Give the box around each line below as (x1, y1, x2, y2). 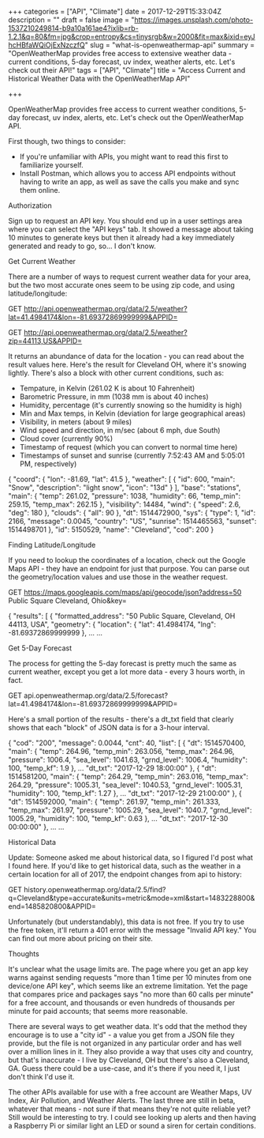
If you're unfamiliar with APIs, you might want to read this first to (19, 152, 229, 161)
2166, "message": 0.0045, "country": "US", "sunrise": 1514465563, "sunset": (8, 517, 257, 526)
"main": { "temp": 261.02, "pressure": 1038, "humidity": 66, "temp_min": (8, 492, 241, 500)
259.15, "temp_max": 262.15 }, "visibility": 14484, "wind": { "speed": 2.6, (8, 499, 241, 509)
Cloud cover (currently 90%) (19, 434, 113, 443)
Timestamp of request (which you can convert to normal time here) (19, 443, 238, 451)
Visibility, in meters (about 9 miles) (19, 417, 132, 426)
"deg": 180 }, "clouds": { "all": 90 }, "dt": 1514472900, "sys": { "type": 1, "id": (8, 508, 256, 517)
